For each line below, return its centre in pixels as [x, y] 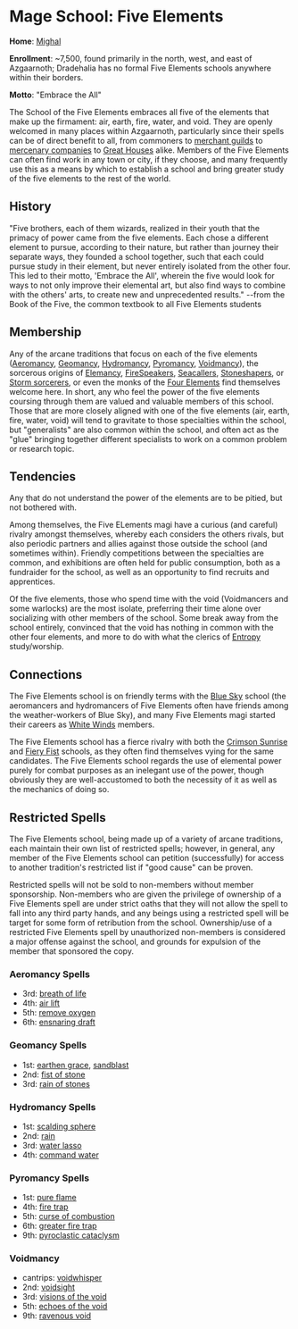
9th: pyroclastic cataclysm [71, 1235]
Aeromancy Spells [50, 974]
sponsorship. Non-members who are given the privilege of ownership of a [145, 894]
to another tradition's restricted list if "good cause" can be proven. [131, 867]
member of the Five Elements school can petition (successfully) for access [147, 858]
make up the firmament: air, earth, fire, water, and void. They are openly [141, 121]
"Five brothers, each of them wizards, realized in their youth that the [135, 228]
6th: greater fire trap [59, 1226]
